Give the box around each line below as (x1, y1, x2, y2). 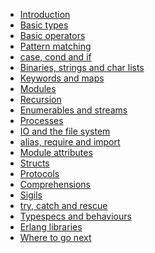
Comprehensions (19, 179, 92, 190)
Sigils (19, 189, 43, 201)
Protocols (19, 168, 60, 179)
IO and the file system (19, 125, 111, 137)
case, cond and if (19, 51, 92, 63)
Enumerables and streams (19, 104, 128, 116)
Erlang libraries (19, 221, 83, 233)
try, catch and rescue (19, 200, 108, 211)
